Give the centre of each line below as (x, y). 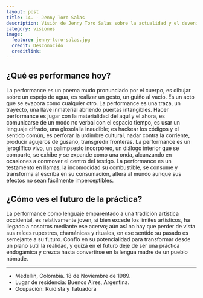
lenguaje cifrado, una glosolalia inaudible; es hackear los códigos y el (93, 129)
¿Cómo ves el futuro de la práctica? (74, 199)
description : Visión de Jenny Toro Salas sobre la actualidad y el (93, 23)
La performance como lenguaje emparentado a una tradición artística (93, 214)
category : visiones (31, 29)
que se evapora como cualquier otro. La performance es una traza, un (94, 103)
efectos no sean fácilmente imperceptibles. (60, 180)
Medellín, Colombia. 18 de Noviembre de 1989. (73, 276)
